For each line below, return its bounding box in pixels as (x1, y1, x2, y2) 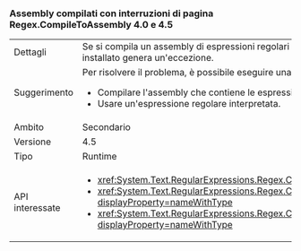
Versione (13, 135, 52, 148)
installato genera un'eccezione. (82, 52, 214, 65)
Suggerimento (13, 86, 74, 99)
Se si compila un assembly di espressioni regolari (82, 40, 289, 53)
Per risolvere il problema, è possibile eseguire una (82, 66, 292, 79)
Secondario (82, 121, 132, 134)
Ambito (13, 121, 45, 134)
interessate (13, 202, 61, 214)
